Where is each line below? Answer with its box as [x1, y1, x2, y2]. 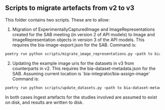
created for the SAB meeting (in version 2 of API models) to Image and [12, 31, 155, 37]
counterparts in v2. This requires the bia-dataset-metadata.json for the [12, 66, 156, 71]
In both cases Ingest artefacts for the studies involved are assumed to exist [5, 94, 157, 100]
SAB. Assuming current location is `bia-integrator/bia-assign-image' [12, 70, 150, 76]
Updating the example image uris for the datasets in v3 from [12, 60, 134, 66]
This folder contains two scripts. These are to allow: [5, 17, 110, 22]
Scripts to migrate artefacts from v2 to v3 [5, 4, 135, 12]
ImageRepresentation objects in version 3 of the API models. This [12, 37, 145, 43]
